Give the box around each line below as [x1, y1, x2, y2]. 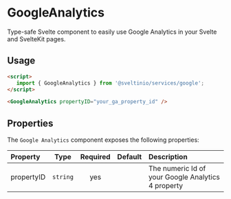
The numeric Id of [148, 164, 206, 174]
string [52, 174, 74, 181]
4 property [148, 181, 184, 191]
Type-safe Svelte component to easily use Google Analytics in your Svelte [7, 28, 217, 36]
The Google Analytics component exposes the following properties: [7, 136, 199, 144]
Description [148, 152, 188, 162]
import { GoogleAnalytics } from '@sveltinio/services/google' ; [16, 79, 205, 87]
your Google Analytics [148, 172, 220, 182]
